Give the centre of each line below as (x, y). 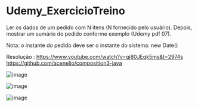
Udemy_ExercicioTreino (66, 11)
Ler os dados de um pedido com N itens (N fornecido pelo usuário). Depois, (99, 27)
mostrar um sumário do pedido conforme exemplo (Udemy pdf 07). (89, 33)
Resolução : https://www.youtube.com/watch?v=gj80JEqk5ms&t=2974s (95, 56)
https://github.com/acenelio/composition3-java (64, 63)
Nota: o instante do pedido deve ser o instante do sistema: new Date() (92, 45)
